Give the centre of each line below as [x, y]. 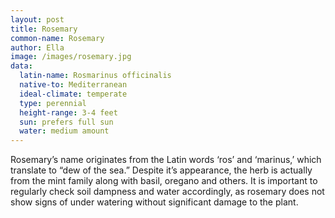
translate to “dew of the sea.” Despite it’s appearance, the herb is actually [161, 170]
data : [21, 66]
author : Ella [37, 47]
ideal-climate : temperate [73, 94]
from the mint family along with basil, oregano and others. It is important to [164, 181]
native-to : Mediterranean [73, 85]
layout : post [37, 19]
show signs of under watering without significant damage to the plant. [154, 202]
